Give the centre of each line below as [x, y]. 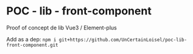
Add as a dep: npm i [31, 39]
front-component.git [33, 45]
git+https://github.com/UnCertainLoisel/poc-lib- [123, 40]
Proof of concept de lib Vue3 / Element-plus [61, 28]
